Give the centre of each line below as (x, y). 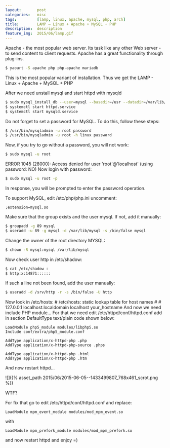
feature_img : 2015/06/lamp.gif (39, 33)
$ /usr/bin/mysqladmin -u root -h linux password (59, 135)
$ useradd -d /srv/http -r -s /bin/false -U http (59, 292)
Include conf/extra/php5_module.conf (45, 332)
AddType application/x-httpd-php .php (46, 341)
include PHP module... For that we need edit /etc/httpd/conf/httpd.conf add (84, 313)
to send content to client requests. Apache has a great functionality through (84, 53)
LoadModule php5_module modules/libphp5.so (52, 327)
